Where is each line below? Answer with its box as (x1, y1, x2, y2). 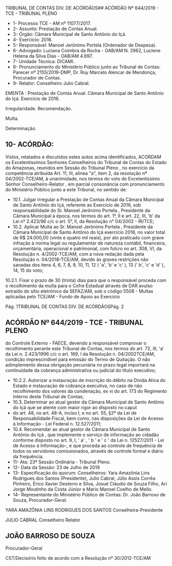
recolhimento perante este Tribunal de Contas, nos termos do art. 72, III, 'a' (5, 345, 164, 351)
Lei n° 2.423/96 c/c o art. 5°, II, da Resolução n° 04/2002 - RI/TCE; (12, 218, 155, 224)
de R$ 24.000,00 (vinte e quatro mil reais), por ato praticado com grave (12, 234, 164, 240)
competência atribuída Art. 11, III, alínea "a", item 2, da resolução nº (5, 170, 147, 176)
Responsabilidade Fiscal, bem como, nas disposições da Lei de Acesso (12, 415, 164, 421)
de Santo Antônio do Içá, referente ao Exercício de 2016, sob (12, 201, 141, 208)
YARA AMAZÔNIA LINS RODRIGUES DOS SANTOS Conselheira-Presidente (5, 507, 163, 513)
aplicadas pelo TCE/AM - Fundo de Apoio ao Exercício (5, 293, 120, 299)
